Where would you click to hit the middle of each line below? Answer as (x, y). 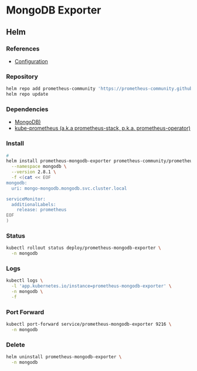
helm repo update (27, 95)
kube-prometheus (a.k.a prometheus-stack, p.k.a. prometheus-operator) (102, 128)
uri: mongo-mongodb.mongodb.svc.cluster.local (69, 188)
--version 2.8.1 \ (34, 172)
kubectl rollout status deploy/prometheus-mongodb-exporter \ (84, 248)
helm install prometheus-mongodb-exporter (59, 161)
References (23, 49)
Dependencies (27, 109)
